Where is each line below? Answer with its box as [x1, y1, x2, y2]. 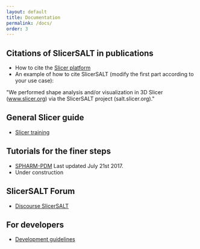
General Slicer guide [6, 112, 84, 123]
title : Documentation [6, 15, 61, 21]
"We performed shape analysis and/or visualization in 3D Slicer [6, 89, 163, 96]
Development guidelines [14, 236, 75, 243]
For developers [6, 219, 64, 230]
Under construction [14, 169, 64, 176]
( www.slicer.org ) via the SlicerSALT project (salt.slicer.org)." [6, 95, 155, 103]
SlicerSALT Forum [6, 186, 75, 196]
